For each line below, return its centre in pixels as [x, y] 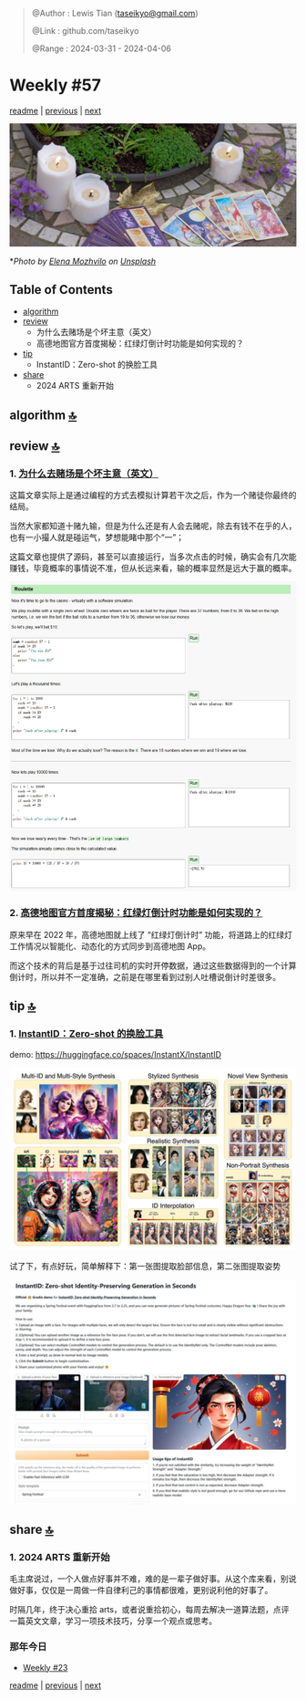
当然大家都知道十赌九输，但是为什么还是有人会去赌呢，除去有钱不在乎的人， [153, 526]
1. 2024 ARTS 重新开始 [60, 1557]
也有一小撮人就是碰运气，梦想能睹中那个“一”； [97, 537]
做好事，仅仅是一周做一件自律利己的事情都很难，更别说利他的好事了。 [141, 1590]
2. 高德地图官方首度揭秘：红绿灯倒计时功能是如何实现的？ [136, 913]
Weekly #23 [45, 1667]
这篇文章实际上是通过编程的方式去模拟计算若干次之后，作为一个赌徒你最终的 [153, 495]
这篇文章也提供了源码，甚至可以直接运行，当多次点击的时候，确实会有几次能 [153, 557]
